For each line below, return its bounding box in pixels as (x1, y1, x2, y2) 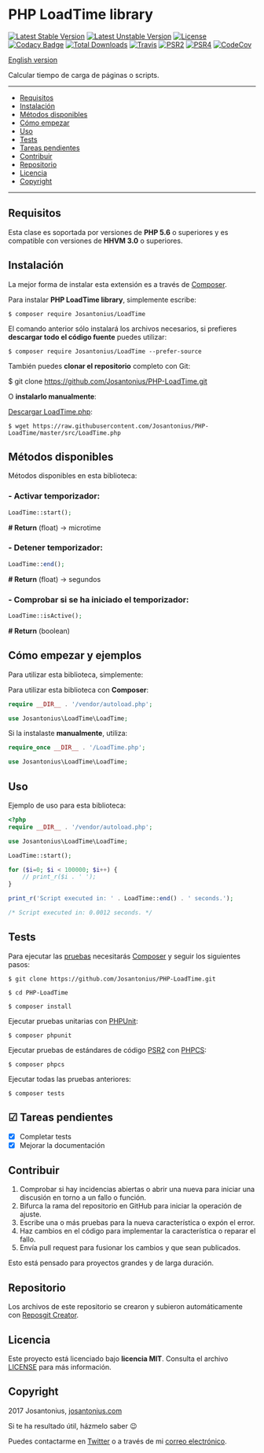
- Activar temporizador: (8, 491, 101, 502)
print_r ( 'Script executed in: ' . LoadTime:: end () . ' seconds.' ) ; (8, 895, 234, 903)
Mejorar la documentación (19, 1140, 105, 1150)
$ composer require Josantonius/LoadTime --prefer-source (8, 348, 202, 355)
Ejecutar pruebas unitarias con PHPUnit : (8, 1016, 139, 1025)
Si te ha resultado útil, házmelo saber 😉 (8, 1421, 137, 1430)
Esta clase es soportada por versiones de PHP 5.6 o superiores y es (8, 227, 229, 237)
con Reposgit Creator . (8, 1311, 79, 1320)
